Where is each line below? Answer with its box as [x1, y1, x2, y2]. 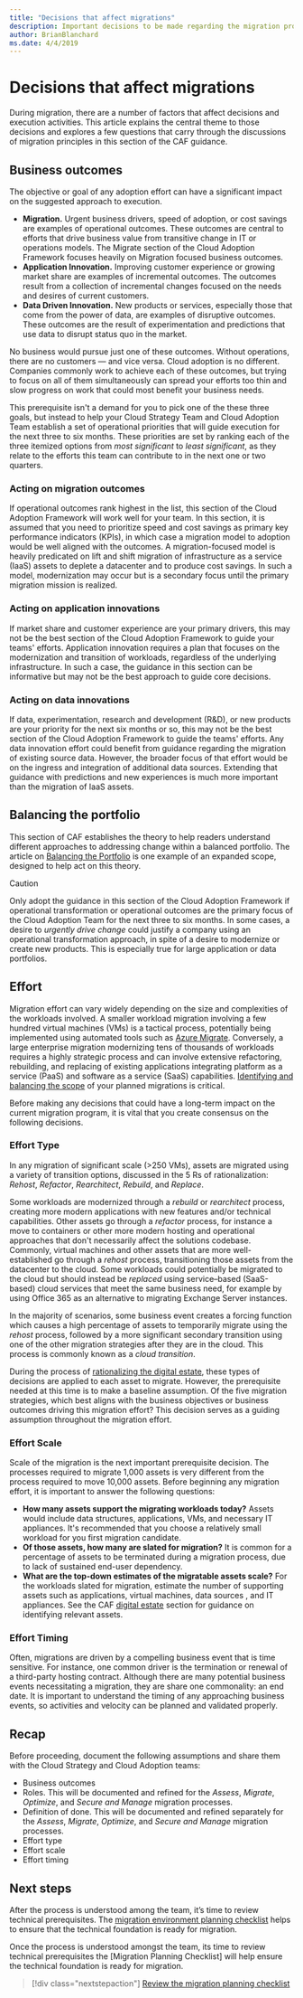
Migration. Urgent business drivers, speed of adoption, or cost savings [22, 213, 288, 224]
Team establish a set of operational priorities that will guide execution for [9, 421, 280, 432]
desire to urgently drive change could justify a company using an [9, 924, 251, 935]
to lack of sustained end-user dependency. [22, 1561, 183, 1572]
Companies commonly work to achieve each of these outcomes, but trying [9, 365, 287, 376]
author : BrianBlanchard [9, 30, 99, 39]
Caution [9, 878, 39, 889]
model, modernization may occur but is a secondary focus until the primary [9, 570, 289, 581]
